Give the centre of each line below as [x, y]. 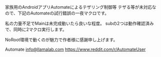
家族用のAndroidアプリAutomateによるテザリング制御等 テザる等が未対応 [79, 7]
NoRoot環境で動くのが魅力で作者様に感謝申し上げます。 [61, 40]
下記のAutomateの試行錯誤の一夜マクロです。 [63, 13]
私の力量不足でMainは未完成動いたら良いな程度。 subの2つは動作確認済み [80, 23]
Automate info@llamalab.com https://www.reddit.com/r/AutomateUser [75, 49]
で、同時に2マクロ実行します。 [36, 29]
